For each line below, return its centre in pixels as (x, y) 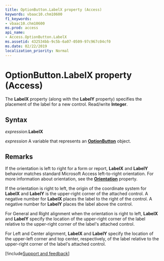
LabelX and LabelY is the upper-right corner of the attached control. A (77, 194)
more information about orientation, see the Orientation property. (71, 179)
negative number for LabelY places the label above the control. (69, 204)
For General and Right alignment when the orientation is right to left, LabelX (82, 214)
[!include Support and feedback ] (37, 254)
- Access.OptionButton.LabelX (36, 37)
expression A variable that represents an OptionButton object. (68, 141)
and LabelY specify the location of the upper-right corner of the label (75, 219)
